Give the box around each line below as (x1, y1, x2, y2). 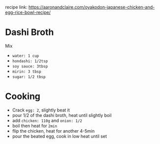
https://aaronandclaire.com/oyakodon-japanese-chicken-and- (28, 4, 155, 10)
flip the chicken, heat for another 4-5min (12, 128, 95, 134)
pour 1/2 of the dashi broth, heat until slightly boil (12, 112, 112, 118)
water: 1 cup (12, 53, 39, 58)
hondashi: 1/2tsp (12, 59, 48, 64)
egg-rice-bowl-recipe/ (5, 9, 51, 15)
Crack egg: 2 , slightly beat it (12, 107, 70, 113)
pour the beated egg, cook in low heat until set (12, 133, 107, 139)
